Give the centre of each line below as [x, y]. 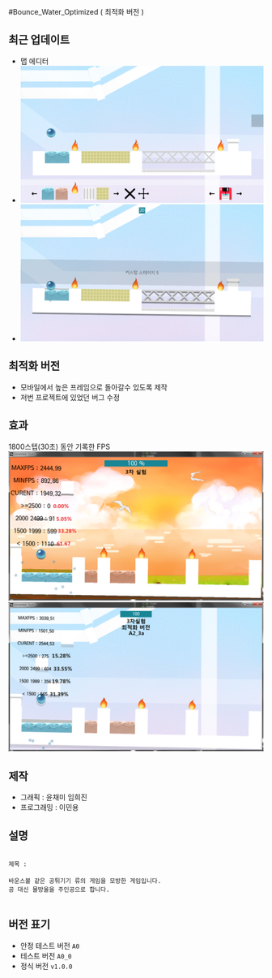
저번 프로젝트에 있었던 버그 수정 [70, 397]
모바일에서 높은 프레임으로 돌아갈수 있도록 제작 [93, 387]
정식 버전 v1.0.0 [46, 966]
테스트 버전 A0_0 [46, 955]
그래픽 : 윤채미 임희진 [53, 797]
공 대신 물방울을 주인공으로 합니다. [59, 890]
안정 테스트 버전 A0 [50, 946]
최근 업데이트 [39, 40]
